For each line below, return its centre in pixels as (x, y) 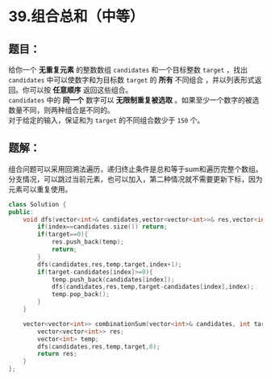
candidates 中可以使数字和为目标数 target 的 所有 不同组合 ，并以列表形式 (132, 80)
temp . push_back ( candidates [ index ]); (113, 279)
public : (21, 212)
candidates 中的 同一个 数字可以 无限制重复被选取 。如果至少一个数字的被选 (134, 100)
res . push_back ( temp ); (88, 242)
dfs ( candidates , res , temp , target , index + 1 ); (110, 264)
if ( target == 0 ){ (63, 235)
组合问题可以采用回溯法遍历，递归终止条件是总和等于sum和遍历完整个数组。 (135, 169)
